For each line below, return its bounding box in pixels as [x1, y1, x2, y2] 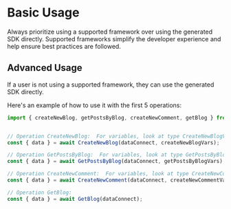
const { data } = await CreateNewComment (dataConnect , [7, 177, 168, 184]
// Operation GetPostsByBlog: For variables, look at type [7, 151, 184, 159]
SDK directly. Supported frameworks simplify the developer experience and [7, 34, 221, 43]
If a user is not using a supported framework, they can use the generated [7, 80, 214, 89]
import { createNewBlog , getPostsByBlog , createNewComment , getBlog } [7, 114, 214, 121]
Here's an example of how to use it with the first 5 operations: [7, 101, 182, 109]
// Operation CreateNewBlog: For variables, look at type [7, 133, 180, 140]
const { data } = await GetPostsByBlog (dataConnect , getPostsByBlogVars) [7, 158, 223, 165]
